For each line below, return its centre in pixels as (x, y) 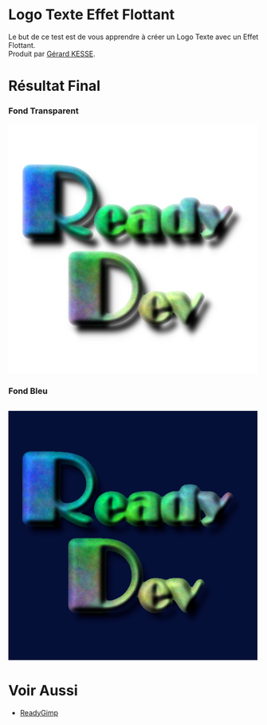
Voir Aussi (43, 690)
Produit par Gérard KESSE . (52, 53)
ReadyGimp (39, 712)
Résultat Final (55, 86)
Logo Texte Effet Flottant (92, 15)
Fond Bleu (28, 391)
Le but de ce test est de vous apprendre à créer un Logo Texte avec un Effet (133, 37)
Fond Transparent (43, 111)
